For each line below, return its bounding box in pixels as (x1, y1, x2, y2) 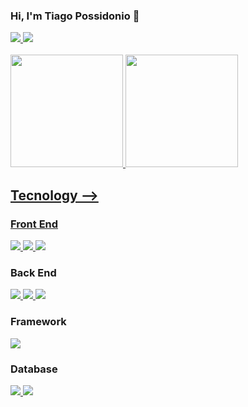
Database (10, 362, 58, 376)
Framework (10, 315, 67, 329)
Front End (10, 217, 59, 231)
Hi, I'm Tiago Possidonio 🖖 (10, 9, 140, 23)
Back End (10, 265, 57, 279)
